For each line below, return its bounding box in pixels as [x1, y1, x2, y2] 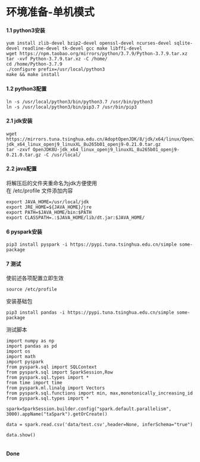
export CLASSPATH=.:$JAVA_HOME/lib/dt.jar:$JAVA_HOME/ [6, 215, 145, 221]
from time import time [6, 380, 62, 386]
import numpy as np [6, 338, 55, 344]
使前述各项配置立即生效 [6, 274, 64, 282]
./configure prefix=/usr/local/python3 [6, 66, 105, 72]
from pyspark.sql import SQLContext [6, 364, 97, 371]
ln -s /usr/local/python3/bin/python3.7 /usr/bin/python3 [6, 99, 153, 105]
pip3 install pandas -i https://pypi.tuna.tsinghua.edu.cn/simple [6, 310, 174, 316]
